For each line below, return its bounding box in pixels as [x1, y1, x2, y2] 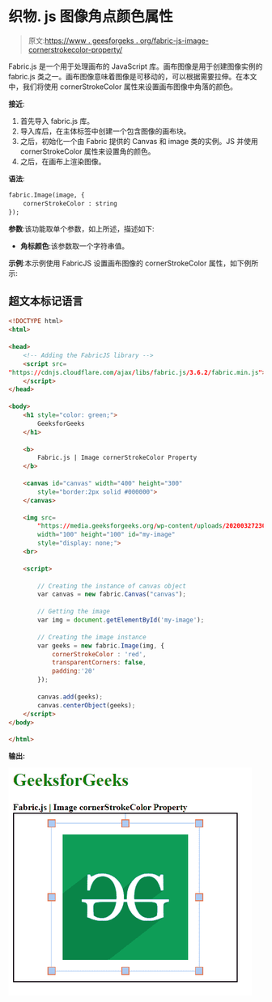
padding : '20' [51, 667, 96, 676]
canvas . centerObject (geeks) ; [37, 701, 136, 709]
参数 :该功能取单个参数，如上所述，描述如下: [8, 223, 155, 233]
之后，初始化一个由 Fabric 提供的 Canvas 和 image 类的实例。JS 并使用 [19, 136, 258, 146]
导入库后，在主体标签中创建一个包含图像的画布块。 [19, 126, 191, 136]
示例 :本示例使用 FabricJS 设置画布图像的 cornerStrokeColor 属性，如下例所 [8, 258, 259, 268]
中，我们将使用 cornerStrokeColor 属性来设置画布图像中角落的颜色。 [8, 82, 237, 91]
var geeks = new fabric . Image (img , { [37, 641, 164, 650]
